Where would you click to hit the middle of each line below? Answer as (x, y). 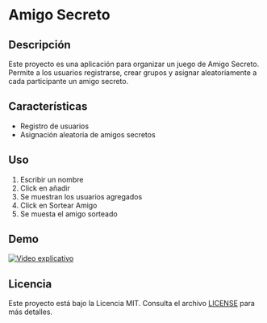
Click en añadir (45, 188)
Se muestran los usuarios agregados (81, 196)
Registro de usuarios (54, 126)
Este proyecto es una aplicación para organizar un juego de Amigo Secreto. (134, 64)
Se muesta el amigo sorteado (69, 214)
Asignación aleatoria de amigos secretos (88, 134)
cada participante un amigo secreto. (69, 81)
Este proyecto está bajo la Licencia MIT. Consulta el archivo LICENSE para (132, 304)
